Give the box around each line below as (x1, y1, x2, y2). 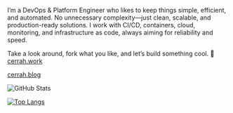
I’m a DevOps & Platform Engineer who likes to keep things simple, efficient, (7, 6, 227, 14)
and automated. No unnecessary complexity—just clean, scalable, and (7, 13, 211, 22)
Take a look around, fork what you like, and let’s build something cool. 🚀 (7, 49, 215, 58)
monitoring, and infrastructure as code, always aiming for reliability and (7, 28, 213, 36)
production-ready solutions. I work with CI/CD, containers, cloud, (7, 21, 196, 29)
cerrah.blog (7, 70, 41, 79)
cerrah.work (7, 57, 43, 65)
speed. (7, 36, 27, 44)
